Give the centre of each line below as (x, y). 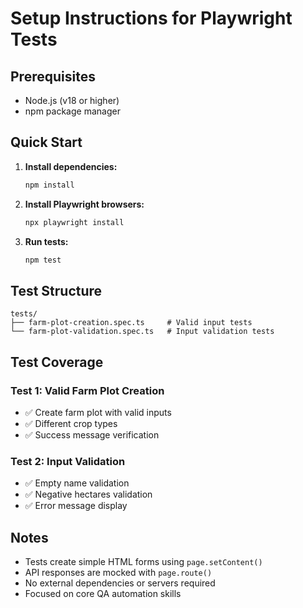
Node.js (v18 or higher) (72, 100)
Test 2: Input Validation (68, 461)
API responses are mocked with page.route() (118, 573)
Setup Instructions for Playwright (151, 18)
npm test (43, 260)
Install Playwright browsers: (84, 204)
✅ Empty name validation (77, 483)
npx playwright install (74, 222)
